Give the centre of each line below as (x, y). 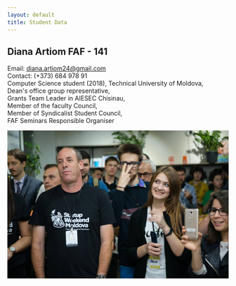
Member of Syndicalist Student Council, (65, 113)
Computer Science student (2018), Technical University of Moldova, (105, 84)
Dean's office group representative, (59, 91)
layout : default (31, 15)
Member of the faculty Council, (52, 106)
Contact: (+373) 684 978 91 (47, 76)
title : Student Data (38, 22)
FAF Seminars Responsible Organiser (61, 121)
